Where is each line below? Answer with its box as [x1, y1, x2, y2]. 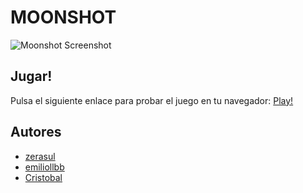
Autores [10, 124, 62, 141]
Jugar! [10, 68, 53, 85]
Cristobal [24, 171, 63, 183]
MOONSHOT [10, 6, 117, 29]
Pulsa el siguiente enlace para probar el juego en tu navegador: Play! [10, 94, 294, 106]
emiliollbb [24, 161, 65, 173]
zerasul [24, 150, 56, 162]
